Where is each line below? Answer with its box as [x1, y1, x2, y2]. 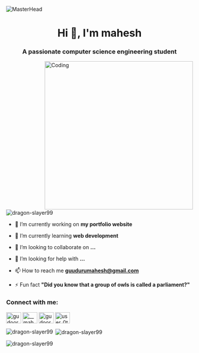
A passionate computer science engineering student [22, 47, 177, 56]
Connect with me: [6, 298, 59, 307]
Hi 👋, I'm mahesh [57, 27, 142, 40]
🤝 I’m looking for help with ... [14, 255, 85, 262]
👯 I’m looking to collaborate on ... [14, 244, 96, 251]
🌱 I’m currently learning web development [14, 232, 118, 240]
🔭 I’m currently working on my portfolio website [14, 221, 133, 228]
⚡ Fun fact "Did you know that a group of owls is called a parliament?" [14, 281, 190, 288]
